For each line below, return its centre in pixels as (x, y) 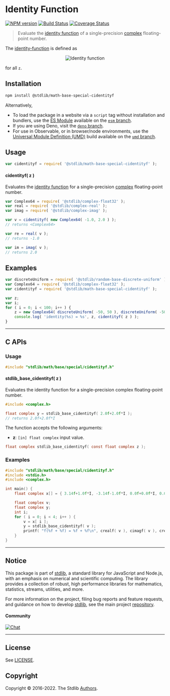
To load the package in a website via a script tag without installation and (89, 115)
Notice (16, 561)
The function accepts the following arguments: (54, 428)
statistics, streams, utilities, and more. (45, 589)
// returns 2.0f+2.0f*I (30, 418)
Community (18, 616)
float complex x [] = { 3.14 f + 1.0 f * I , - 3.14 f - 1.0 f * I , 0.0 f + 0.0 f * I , (86, 494)
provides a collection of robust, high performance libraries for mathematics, (84, 584)
